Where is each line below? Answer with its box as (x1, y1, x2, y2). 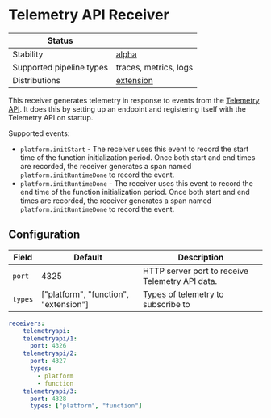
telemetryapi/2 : (23, 349, 78, 357)
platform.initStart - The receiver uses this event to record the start (19, 144, 249, 154)
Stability (12, 49, 44, 60)
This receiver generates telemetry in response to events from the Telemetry (8, 95, 260, 105)
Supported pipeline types (12, 61, 109, 73)
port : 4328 (29, 395, 67, 403)
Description (177, 251, 224, 263)
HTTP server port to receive (142, 265, 248, 277)
